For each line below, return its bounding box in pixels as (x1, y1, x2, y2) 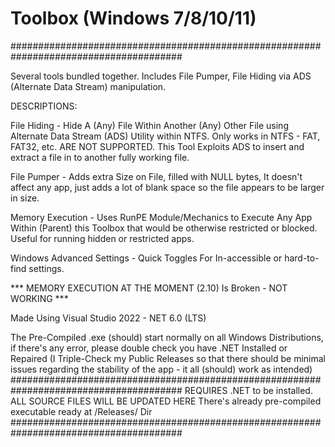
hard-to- (284, 252, 320, 264)
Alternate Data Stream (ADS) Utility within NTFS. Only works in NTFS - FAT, (10, 130, 321, 142)
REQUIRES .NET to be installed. (184, 384, 313, 396)
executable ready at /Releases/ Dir (10, 405, 153, 417)
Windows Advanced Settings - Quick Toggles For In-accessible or (10, 252, 283, 264)
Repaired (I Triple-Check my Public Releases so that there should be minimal (10, 352, 326, 364)
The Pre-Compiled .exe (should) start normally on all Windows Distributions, (10, 331, 324, 343)
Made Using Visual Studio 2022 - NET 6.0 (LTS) (10, 312, 207, 324)
